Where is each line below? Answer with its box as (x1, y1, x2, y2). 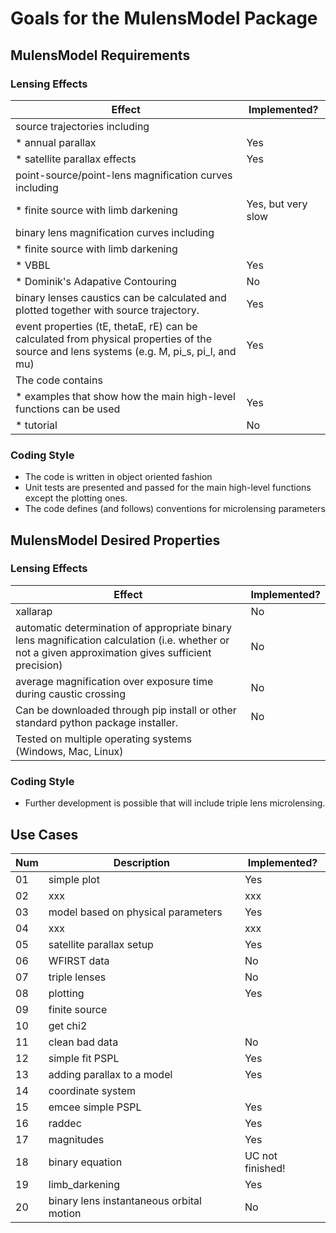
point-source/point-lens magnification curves (15, 168, 233, 182)
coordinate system (48, 1083, 136, 1097)
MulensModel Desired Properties (10, 532, 221, 549)
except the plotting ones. (24, 492, 128, 504)
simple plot (48, 872, 100, 886)
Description (113, 855, 171, 869)
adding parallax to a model (48, 1067, 173, 1081)
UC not (244, 1148, 278, 1162)
